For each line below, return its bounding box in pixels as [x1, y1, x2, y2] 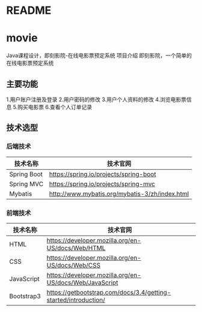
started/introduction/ [46, 296, 105, 304]
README [6, 4, 52, 17]
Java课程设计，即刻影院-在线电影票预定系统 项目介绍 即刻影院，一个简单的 [6, 52, 192, 59]
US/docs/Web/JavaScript [46, 278, 118, 287]
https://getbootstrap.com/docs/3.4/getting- [46, 288, 171, 296]
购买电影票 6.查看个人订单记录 [17, 103, 93, 110]
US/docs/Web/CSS [46, 261, 101, 269]
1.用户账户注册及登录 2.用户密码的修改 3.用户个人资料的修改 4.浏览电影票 [6, 96, 187, 103]
